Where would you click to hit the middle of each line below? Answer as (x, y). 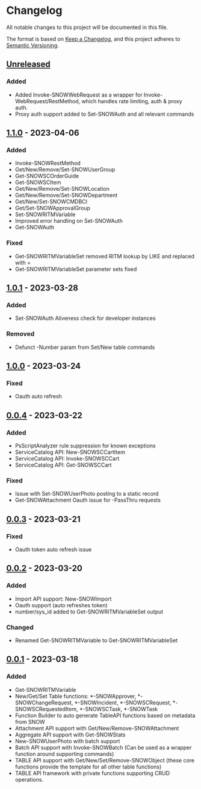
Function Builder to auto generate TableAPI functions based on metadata (105, 715)
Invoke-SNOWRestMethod (48, 163)
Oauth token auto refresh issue (53, 549)
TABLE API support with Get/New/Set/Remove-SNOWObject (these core (104, 760)
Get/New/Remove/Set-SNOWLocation (62, 189)
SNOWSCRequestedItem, (46, 709)
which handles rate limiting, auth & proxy (132, 101)
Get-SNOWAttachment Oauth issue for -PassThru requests (88, 500)
